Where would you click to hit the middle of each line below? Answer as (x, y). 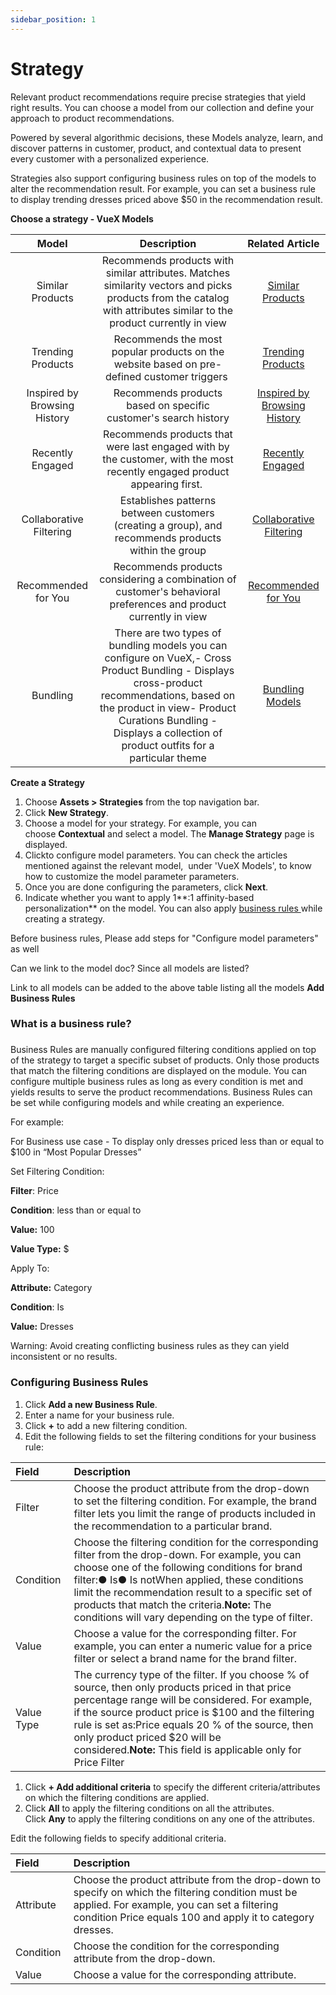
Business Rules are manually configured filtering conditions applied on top (163, 1050)
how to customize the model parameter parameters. (132, 876)
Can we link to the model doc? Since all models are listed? (130, 968)
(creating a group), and (168, 525)
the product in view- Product (168, 708)
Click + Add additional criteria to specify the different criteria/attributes (172, 1787)
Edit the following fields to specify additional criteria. (118, 1838)
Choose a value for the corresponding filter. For (185, 1633)
